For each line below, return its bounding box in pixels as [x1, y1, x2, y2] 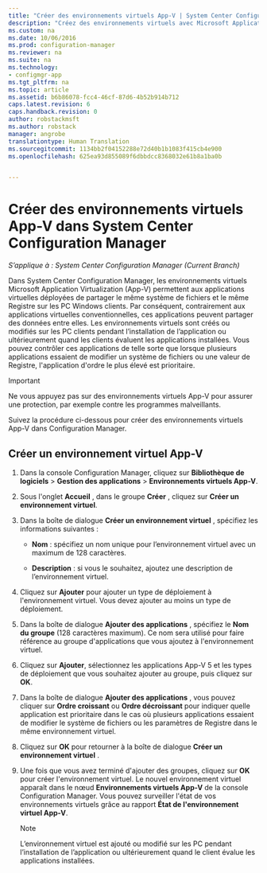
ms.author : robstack [8, 123, 77, 131]
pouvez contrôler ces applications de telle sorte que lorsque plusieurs [8, 344, 237, 353]
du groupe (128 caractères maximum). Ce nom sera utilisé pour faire [19, 628, 245, 637]
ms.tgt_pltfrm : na [8, 78, 69, 86]
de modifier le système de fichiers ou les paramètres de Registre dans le [19, 718, 257, 727]
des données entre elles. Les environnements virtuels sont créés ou [8, 318, 230, 328]
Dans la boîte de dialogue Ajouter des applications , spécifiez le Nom [19, 620, 250, 629]
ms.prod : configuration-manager [8, 41, 115, 49]
